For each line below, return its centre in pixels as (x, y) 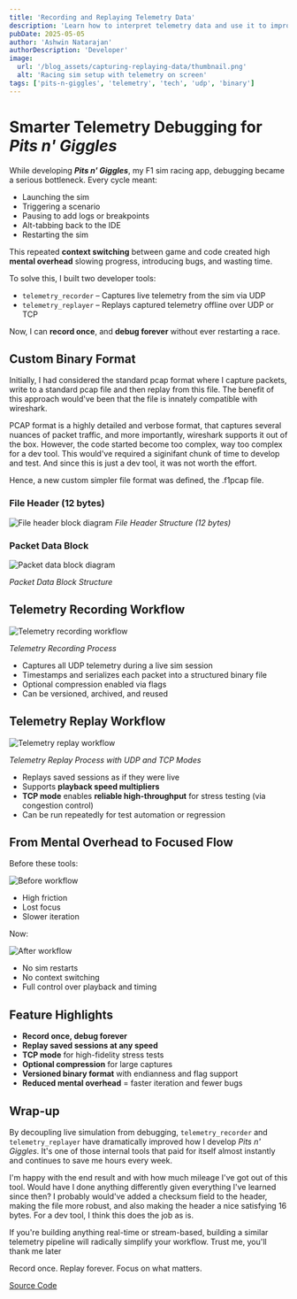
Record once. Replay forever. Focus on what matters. (106, 1268)
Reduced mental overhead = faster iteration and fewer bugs (132, 1083)
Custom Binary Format (72, 359)
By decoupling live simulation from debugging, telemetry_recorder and (138, 1133)
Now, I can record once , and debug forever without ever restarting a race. (145, 331)
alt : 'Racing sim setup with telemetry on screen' (112, 75)
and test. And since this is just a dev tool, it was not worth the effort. (133, 463)
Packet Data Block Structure (61, 581)
